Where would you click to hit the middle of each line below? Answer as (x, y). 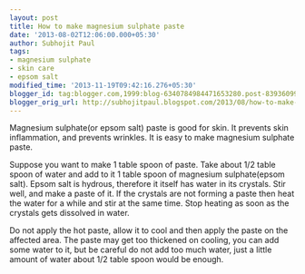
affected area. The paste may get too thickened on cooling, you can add (144, 240)
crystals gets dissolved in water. (69, 213)
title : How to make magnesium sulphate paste (97, 26)
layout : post (34, 18)
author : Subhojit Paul (52, 43)
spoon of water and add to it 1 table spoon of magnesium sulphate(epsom (148, 174)
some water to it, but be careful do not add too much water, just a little (141, 250)
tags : (20, 52)
